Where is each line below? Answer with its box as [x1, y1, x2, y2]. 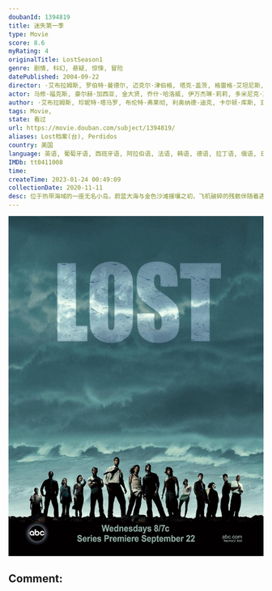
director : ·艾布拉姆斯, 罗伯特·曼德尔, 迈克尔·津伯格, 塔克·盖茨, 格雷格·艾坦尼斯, [8, 81, 265, 89]
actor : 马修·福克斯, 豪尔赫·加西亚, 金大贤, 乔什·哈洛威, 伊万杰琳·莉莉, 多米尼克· [8, 90, 263, 98]
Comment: [8, 572, 63, 586]
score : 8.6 [8, 39, 45, 47]
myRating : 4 [8, 47, 49, 56]
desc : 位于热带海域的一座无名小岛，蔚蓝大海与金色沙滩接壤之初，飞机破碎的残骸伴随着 [8, 193, 259, 201]
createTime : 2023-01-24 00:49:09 [8, 175, 121, 184]
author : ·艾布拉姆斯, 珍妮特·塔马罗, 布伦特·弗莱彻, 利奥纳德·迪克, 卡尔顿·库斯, [8, 98, 257, 107]
